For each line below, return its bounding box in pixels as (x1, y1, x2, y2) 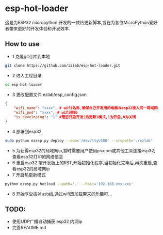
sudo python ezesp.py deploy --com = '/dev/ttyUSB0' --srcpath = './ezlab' (5, 138, 153, 143)
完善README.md (12, 225, 46, 231)
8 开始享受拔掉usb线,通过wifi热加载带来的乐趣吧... (12, 191, 113, 197)
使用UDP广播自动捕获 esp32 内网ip (12, 219, 82, 224)
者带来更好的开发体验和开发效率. (5, 25, 70, 31)
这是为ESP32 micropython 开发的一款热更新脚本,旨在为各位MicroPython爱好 (5, 19, 158, 25)
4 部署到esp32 (12, 128, 42, 134)
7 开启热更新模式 (12, 172, 46, 177)
